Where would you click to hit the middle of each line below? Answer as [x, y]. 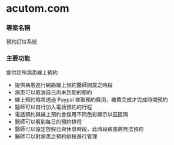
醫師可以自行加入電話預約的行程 [53, 107]
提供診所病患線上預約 [32, 72]
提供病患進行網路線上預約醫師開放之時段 [63, 85]
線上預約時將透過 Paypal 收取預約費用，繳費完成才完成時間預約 [91, 99]
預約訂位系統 [21, 42]
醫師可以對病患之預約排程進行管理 [56, 136]
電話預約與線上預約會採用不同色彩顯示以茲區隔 [71, 114]
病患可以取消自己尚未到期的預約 [53, 92]
